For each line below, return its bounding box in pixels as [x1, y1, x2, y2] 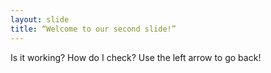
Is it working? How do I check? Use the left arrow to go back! [10, 51, 262, 63]
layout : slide [10, 14, 70, 25]
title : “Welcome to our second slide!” [10, 24, 177, 34]
